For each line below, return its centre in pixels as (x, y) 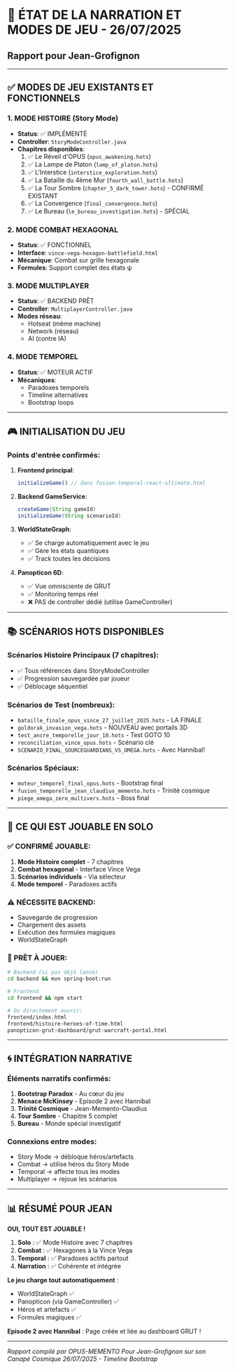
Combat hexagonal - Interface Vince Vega (79, 869)
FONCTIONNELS (44, 98)
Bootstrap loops (51, 402)
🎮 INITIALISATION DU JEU (66, 432)
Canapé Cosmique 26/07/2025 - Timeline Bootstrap (83, 1359)
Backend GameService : (52, 496)
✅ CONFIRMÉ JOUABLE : (49, 846)
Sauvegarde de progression (57, 918)
